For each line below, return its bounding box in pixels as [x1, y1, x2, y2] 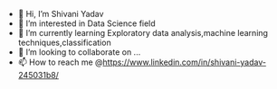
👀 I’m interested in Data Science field [17, 18, 156, 29]
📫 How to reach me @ [17, 57, 103, 67]
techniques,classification [17, 37, 111, 48]
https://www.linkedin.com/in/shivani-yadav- [102, 57, 267, 67]
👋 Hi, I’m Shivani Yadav [17, 9, 104, 19]
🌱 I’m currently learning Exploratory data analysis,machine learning [17, 28, 269, 38]
